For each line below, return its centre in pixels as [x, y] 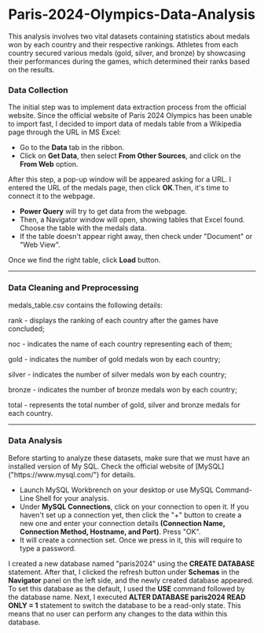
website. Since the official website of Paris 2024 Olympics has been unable [130, 116]
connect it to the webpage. [52, 196]
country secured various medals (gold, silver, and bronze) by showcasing [127, 53]
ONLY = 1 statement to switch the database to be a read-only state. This [125, 605]
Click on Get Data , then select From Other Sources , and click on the [130, 156]
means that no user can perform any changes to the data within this [118, 613]
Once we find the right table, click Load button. [84, 260]
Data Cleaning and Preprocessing [73, 288]
